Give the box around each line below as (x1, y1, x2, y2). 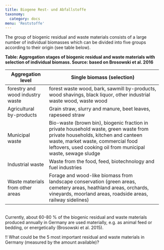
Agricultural (7, 106, 35, 113)
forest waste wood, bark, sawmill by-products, (49, 85, 157, 92)
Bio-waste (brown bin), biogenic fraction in (49, 119, 148, 126)
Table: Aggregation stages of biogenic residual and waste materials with (5, 54, 155, 60)
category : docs (9, 16, 41, 21)
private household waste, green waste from (49, 126, 149, 133)
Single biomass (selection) (71, 74, 135, 81)
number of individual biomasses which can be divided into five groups (5, 40, 146, 45)
